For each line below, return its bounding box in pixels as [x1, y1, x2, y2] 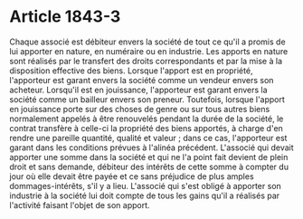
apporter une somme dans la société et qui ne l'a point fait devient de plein [9, 151, 289, 162]
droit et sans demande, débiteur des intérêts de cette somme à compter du [9, 161, 289, 172]
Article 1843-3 [9, 6, 121, 27]
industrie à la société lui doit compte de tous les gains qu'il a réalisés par [9, 190, 280, 201]
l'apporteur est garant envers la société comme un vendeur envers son [9, 74, 274, 85]
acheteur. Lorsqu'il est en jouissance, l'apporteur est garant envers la [9, 84, 269, 95]
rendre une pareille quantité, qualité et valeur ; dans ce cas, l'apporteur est [9, 132, 288, 143]
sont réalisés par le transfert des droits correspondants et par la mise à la [9, 55, 283, 66]
